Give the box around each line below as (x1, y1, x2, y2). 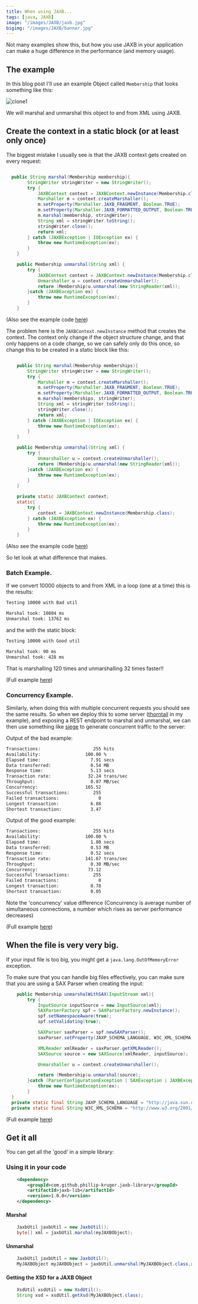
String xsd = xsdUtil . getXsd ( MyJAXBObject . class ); (16, 1292, 144, 1298)
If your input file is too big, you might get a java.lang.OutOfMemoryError (6, 956, 179, 963)
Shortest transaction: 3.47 (6, 806, 101, 812)
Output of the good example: (6, 817, 77, 824)
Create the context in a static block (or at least (6, 126, 179, 136)
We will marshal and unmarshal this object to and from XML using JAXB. (6, 110, 181, 117)
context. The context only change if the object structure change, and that (6, 334, 184, 341)
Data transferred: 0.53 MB (6, 845, 110, 851)
